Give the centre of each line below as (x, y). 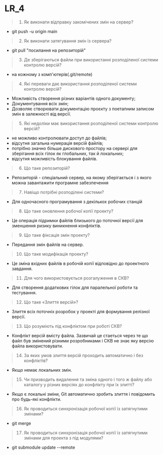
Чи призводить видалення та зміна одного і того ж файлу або (88, 379)
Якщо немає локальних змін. (42, 370)
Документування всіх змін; (40, 103)
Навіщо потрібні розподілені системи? (64, 192)
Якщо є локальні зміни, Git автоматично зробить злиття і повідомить (83, 394)
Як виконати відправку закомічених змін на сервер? (79, 22)
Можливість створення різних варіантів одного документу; (73, 98)
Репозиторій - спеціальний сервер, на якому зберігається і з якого (81, 177)
